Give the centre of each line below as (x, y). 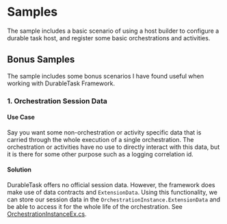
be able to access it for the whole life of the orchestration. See (95, 207)
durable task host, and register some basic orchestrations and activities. (109, 38)
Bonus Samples (41, 60)
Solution (19, 170)
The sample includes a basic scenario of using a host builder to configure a (113, 31)
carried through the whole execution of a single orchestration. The (101, 139)
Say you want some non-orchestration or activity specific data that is (104, 132)
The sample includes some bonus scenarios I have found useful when (105, 76)
